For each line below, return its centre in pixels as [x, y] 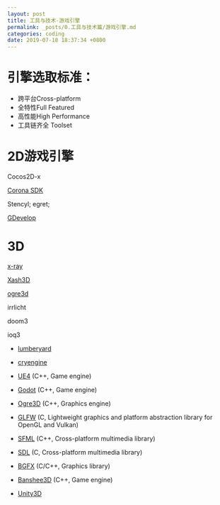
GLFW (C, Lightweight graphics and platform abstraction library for [115, 417]
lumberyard [34, 348]
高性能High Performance [54, 116]
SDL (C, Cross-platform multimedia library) [80, 452]
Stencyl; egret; [29, 204]
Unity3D [30, 493]
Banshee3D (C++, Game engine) [65, 479]
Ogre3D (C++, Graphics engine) [64, 403]
